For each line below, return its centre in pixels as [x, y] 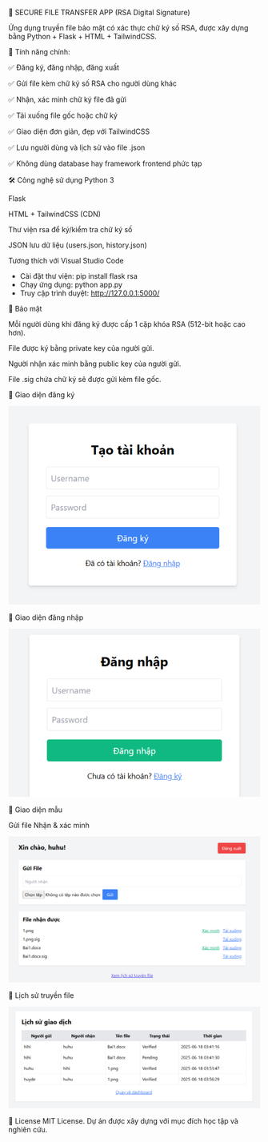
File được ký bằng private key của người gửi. [81, 348]
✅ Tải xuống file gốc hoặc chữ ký [63, 115]
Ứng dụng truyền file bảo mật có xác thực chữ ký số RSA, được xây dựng [128, 28]
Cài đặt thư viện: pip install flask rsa [79, 276]
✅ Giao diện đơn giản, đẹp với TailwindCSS [79, 131]
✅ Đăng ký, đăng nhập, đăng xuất [64, 67]
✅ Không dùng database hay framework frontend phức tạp [105, 163]
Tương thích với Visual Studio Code [66, 261]
